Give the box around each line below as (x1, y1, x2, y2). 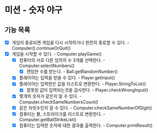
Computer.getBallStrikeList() (19, 116, 77, 122)
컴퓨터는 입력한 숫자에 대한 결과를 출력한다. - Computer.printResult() (19, 122, 153, 128)
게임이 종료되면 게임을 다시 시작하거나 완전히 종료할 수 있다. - (11, 40, 129, 45)
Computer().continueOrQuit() (11, 45, 71, 51)
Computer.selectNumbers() (19, 63, 75, 69)
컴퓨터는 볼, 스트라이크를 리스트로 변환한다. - (19, 111, 105, 117)
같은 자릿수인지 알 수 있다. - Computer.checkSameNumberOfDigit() (19, 104, 152, 111)
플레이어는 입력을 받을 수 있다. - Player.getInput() (19, 75, 115, 81)
